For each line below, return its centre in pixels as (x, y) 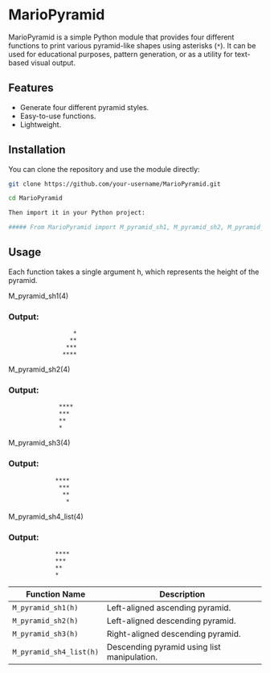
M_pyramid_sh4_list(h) (55, 652)
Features (31, 88)
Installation (37, 150)
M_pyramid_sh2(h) (45, 621)
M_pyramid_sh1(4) (39, 296)
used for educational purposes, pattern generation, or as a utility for (121, 54)
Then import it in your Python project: (77, 213)
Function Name (55, 594)
